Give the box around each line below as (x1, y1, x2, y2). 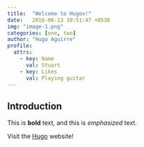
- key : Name (19, 55, 54, 62)
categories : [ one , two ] (7, 29, 77, 37)
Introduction (7, 100, 63, 112)
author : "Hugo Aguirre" (7, 36, 77, 43)
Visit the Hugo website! (7, 132, 74, 141)
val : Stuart (25, 62, 61, 69)
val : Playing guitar (25, 74, 86, 82)
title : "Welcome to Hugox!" (7, 10, 92, 17)
